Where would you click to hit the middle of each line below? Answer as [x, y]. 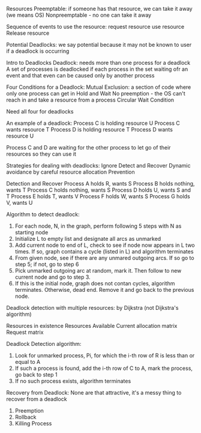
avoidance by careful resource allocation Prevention [70, 172]
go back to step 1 [36, 374]
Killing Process [33, 423]
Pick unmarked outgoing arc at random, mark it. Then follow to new [98, 271]
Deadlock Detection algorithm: [44, 344]
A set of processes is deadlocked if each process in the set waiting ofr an [97, 69]
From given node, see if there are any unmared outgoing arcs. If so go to [104, 258]
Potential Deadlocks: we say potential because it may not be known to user [99, 45]
